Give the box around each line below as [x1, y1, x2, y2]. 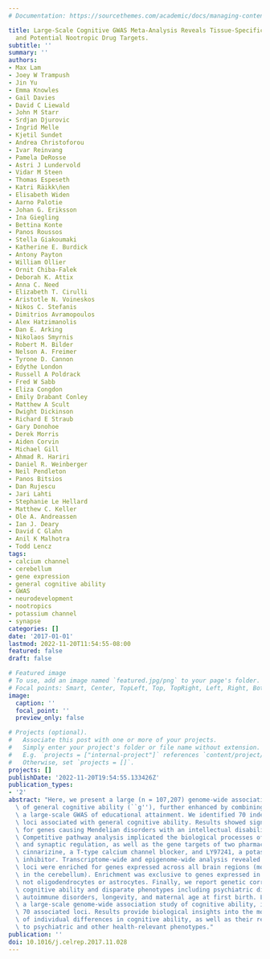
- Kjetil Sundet [8, 131, 63, 139]
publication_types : [8, 781, 74, 789]
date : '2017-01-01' [8, 632, 74, 640]
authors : [8, 56, 38, 64]
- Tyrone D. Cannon [8, 356, 74, 364]
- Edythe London [8, 363, 63, 371]
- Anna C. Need [8, 281, 59, 289]
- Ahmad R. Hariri [8, 452, 70, 461]
